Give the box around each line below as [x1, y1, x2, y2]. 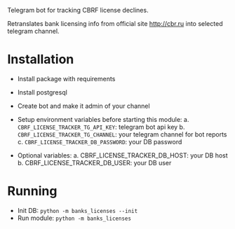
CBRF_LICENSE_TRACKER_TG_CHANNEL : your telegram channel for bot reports [17, 130, 227, 139]
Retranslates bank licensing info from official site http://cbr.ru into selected [7, 20, 223, 27]
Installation [7, 52, 74, 67]
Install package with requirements [17, 74, 116, 83]
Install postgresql [17, 88, 68, 97]
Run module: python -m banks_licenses [17, 214, 132, 222]
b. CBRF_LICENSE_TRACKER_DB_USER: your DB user [17, 158, 172, 167]
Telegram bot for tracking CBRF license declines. [7, 6, 149, 14]
